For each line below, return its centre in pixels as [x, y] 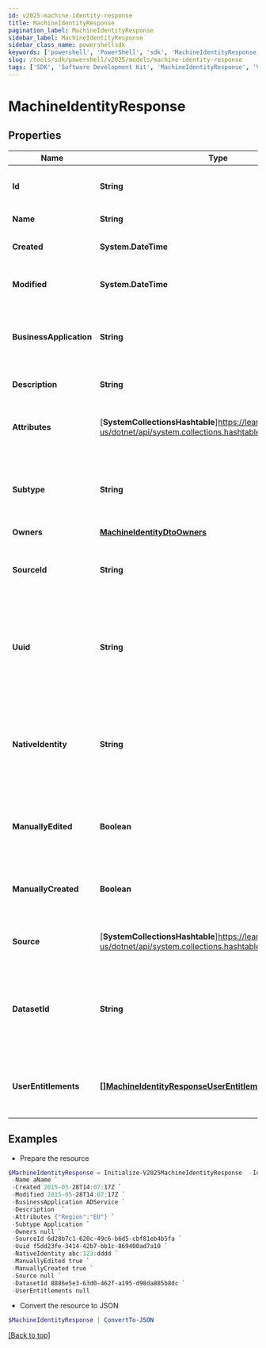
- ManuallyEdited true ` [51, 1262]
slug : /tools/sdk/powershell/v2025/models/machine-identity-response [125, 60]
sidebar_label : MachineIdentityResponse [76, 38]
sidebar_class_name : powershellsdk [67, 45]
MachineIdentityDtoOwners [153, 532]
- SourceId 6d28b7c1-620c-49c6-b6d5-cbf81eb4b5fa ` [97, 1239]
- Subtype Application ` [51, 1224]
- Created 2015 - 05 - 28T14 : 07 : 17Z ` [67, 1187]
